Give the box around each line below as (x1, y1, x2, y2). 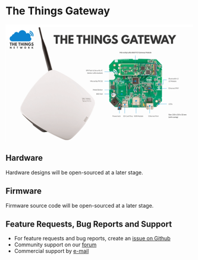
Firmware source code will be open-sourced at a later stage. (5, 202, 154, 209)
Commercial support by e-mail (14, 248, 89, 255)
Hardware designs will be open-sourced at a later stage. (5, 168, 143, 176)
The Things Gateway (5, 4, 111, 18)
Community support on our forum (14, 241, 97, 248)
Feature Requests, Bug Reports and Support (5, 219, 172, 229)
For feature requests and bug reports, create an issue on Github (14, 235, 171, 242)
